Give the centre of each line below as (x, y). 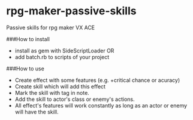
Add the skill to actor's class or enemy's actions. (75, 99)
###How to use (25, 68)
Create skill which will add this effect (60, 86)
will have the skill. (37, 112)
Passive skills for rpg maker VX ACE (51, 27)
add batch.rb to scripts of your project (62, 57)
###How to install (28, 39)
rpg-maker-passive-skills (71, 11)
